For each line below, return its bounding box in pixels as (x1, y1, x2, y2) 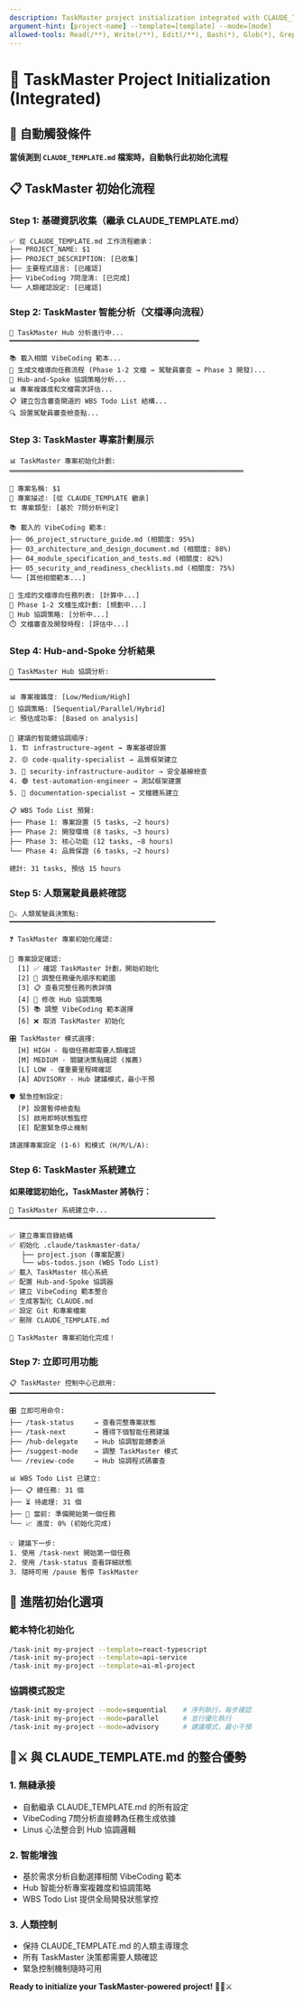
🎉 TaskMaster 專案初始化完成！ (9, 1333, 116, 1342)
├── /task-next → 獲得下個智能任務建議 (9, 1427, 170, 1436)
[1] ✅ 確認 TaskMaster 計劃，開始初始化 (17, 964, 160, 974)
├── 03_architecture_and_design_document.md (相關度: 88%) (9, 544, 232, 554)
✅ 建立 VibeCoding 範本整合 (9, 1286, 108, 1296)
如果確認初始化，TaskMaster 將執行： (9, 1185, 151, 1197)
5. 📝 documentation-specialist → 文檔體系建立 (9, 788, 179, 798)
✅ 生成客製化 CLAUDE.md (9, 1296, 94, 1305)
